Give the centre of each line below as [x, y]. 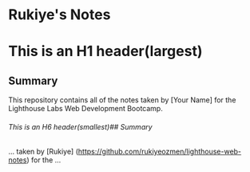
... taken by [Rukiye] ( [43, 152]
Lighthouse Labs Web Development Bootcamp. [86, 109]
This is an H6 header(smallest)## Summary [81, 126]
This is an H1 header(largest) [105, 52]
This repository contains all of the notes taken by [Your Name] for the [122, 100]
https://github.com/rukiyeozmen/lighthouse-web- [160, 152]
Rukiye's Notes [60, 15]
